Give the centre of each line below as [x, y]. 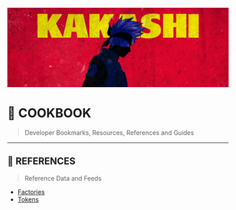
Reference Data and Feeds [63, 178]
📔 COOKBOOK [49, 113]
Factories [31, 192]
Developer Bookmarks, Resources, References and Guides [109, 133]
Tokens [28, 199]
